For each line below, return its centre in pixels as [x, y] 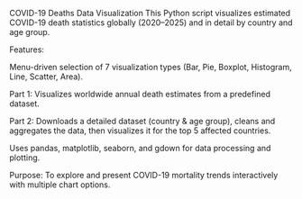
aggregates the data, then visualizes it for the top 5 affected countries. [140, 131]
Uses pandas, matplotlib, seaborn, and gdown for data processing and [140, 148]
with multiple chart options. [60, 185]
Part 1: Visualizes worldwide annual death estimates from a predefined [140, 94]
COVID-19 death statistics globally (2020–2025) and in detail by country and [151, 23]
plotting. [25, 158]
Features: [27, 50]
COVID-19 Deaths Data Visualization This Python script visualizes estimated [150, 13]
